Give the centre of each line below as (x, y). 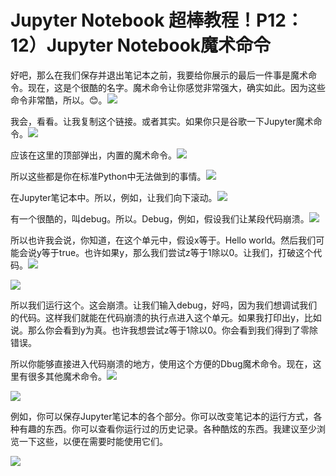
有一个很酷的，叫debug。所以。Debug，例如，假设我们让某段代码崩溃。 (160, 218)
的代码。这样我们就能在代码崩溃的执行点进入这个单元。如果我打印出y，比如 (166, 317)
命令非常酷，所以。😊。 (59, 100)
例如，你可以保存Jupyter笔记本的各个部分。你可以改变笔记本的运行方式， (162, 416)
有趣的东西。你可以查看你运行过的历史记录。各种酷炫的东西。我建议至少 (167, 428)
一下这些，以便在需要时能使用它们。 (93, 441)
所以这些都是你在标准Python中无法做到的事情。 (108, 176)
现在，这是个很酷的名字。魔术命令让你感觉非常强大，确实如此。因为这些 (176, 87)
